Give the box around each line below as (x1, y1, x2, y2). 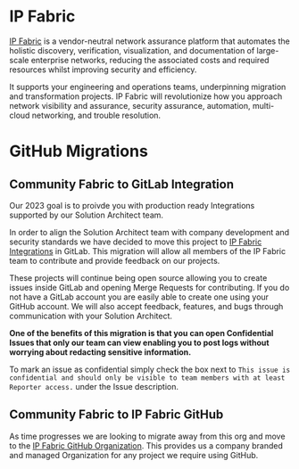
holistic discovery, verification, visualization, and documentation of (9, 45, 255, 55)
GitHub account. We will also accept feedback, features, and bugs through (9, 300, 284, 311)
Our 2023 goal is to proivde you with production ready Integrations (9, 200, 255, 210)
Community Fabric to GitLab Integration (9, 177, 235, 192)
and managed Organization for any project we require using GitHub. (9, 449, 259, 460)
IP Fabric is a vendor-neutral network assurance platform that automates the (9, 36, 290, 46)
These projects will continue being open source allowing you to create (9, 272, 268, 283)
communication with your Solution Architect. (9, 310, 172, 321)
